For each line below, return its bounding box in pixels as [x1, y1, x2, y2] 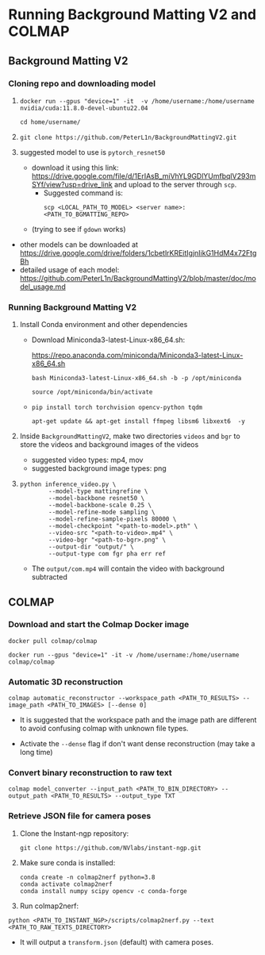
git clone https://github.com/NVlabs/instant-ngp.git [19, 844, 202, 852]
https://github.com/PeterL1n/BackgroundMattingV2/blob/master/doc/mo [19, 273, 256, 283]
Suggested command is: [43, 188, 123, 198]
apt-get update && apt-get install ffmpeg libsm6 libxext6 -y [31, 418, 246, 426]
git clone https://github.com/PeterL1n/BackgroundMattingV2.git [19, 133, 237, 141]
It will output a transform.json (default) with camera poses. [19, 937, 214, 946]
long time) [19, 748, 53, 757]
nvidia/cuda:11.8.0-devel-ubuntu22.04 [19, 104, 148, 112]
